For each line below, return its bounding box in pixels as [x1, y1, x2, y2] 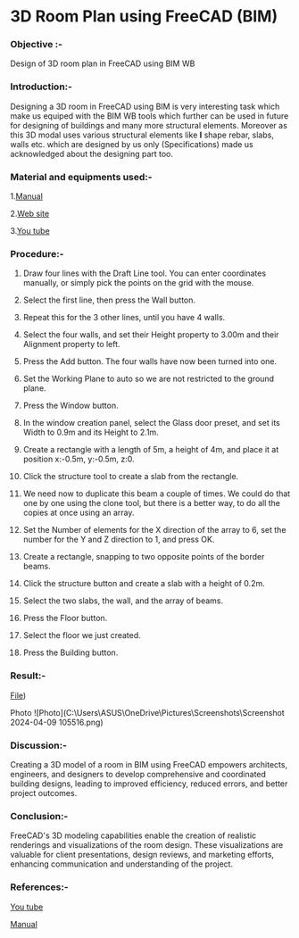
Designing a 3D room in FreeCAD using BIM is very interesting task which [10, 101, 280, 112]
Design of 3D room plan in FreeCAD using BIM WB [10, 58, 195, 69]
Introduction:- [10, 80, 72, 93]
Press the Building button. [22, 647, 119, 658]
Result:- [10, 669, 46, 682]
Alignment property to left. [22, 339, 120, 350]
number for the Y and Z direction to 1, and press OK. [22, 534, 215, 545]
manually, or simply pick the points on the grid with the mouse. [22, 278, 254, 288]
